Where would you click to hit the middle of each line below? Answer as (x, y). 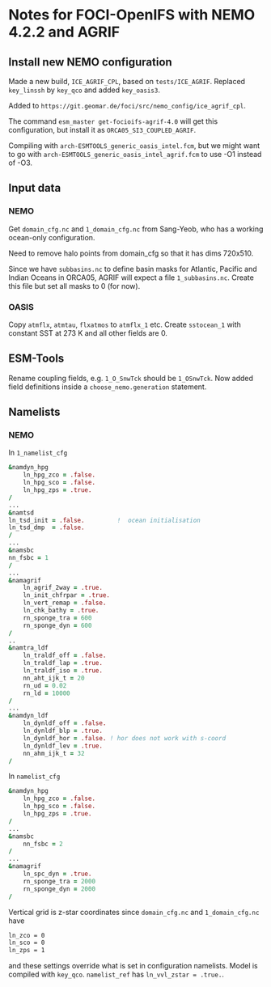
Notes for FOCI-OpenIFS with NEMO (132, 15)
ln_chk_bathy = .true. (61, 611)
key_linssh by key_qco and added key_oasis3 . (84, 90)
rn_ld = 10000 (47, 693)
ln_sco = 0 (27, 943)
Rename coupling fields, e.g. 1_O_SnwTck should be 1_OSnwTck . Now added (131, 378)
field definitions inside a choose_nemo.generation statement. (108, 387)
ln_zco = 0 (27, 935)
